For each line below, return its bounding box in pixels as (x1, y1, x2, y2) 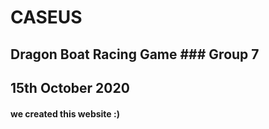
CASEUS (10, 6, 83, 29)
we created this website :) (10, 107, 120, 120)
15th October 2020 (10, 79, 130, 96)
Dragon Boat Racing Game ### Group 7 (10, 46, 260, 63)
